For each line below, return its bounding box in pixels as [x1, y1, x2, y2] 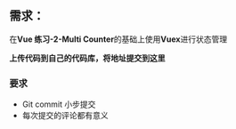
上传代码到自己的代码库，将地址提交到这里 [9, 52, 166, 63]
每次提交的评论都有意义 [21, 110, 109, 121]
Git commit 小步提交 [21, 99, 96, 109]
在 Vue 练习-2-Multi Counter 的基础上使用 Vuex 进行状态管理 [9, 34, 228, 44]
